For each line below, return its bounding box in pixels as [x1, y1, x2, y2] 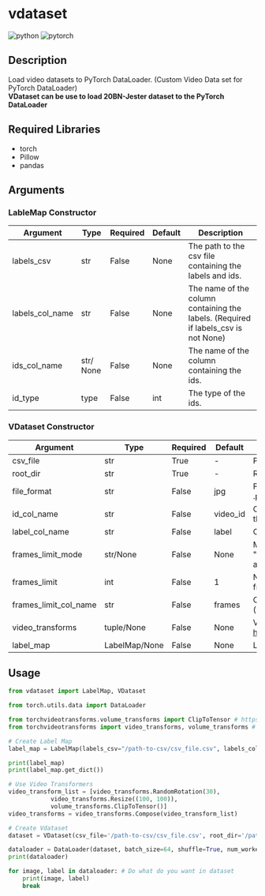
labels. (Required [188, 313, 251, 324]
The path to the [188, 241, 245, 252]
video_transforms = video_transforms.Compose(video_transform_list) [8, 810, 238, 818]
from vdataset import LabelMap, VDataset [8, 688, 147, 695]
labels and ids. [188, 270, 242, 281]
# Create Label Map [8, 737, 73, 745]
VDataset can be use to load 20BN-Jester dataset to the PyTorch [8, 92, 225, 101]
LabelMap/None [103, 639, 164, 650]
